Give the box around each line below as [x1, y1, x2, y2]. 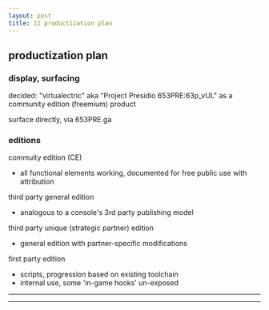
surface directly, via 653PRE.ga [8, 115, 112, 125]
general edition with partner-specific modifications [19, 239, 188, 248]
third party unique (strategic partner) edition [8, 223, 155, 232]
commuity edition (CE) [8, 153, 82, 162]
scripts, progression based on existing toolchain [19, 269, 179, 280]
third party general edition [8, 193, 94, 202]
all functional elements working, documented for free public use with [19, 169, 247, 178]
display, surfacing [8, 73, 80, 84]
